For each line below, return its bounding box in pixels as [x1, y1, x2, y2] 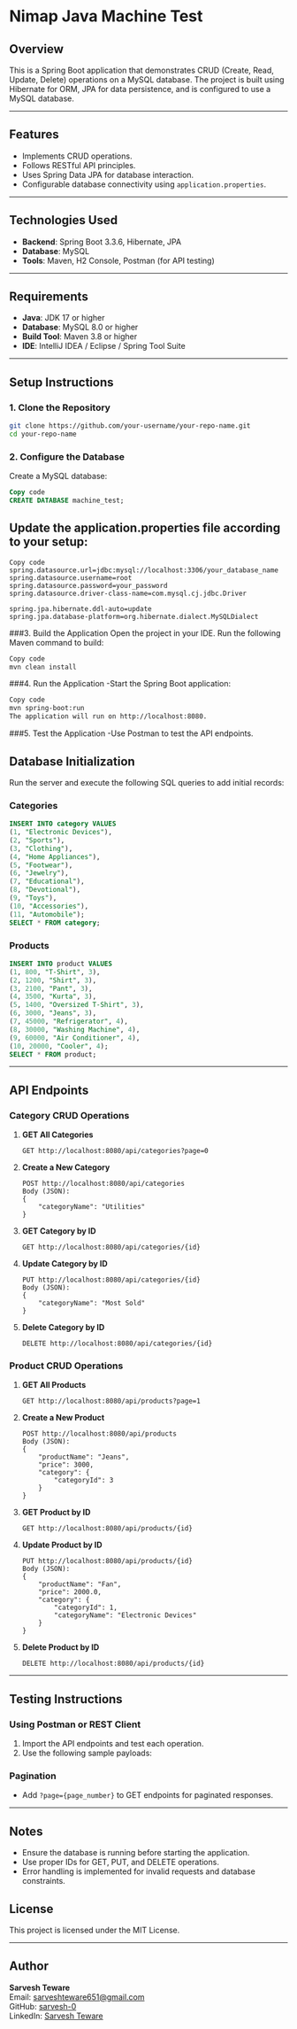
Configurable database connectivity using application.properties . [21, 179, 267, 190]
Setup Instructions [9, 375, 114, 390]
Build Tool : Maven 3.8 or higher [21, 331, 138, 342]
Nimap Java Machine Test [9, 6, 203, 27]
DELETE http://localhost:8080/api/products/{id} [21, 1659, 205, 1669]
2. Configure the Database [9, 450, 126, 462]
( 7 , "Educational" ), [9, 877, 86, 887]
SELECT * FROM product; [9, 1049, 97, 1059]
